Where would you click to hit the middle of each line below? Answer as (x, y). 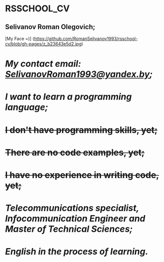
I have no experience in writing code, (82, 175)
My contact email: (43, 64)
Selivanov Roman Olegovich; (50, 27)
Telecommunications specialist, (72, 208)
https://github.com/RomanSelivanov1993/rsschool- (86, 38)
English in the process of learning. (77, 252)
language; (27, 107)
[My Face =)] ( (20, 38)
